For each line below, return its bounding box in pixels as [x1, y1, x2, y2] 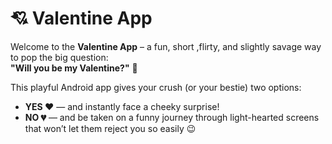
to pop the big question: [10, 51, 109, 63]
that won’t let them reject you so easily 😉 [24, 122, 197, 134]
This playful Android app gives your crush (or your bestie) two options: [10, 81, 302, 93]
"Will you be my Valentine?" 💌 [10, 62, 138, 74]
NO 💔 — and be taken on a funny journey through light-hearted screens [24, 111, 320, 123]
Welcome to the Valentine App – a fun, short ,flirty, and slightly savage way [10, 40, 322, 52]
